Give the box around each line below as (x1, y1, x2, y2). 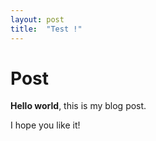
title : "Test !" (10, 24, 83, 34)
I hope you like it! (10, 119, 81, 131)
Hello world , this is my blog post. (10, 100, 147, 112)
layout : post (10, 14, 65, 25)
